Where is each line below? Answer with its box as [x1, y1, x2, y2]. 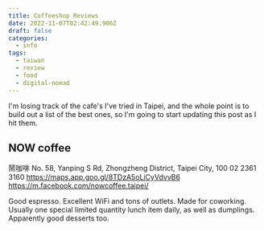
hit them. [8, 118, 38, 128]
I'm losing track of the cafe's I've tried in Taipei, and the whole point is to [8, 101, 250, 111]
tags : [8, 49, 27, 57]
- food [15, 71, 38, 79]
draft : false [8, 26, 52, 34]
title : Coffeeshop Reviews [8, 11, 99, 20]
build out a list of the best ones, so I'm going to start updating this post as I [8, 109, 257, 119]
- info [15, 42, 38, 50]
